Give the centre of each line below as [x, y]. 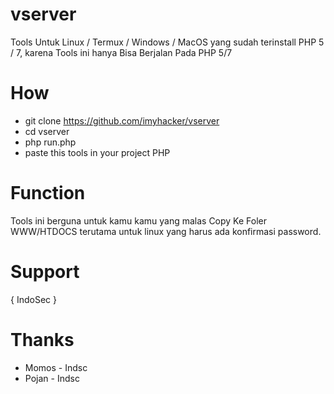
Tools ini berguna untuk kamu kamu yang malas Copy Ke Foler [138, 220]
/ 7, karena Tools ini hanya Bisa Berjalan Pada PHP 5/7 [121, 52]
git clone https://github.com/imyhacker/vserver [122, 120]
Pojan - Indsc [52, 378]
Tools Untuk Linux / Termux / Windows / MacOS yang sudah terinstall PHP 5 [167, 42]
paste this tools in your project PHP [97, 152]
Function [48, 193]
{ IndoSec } [33, 299]
